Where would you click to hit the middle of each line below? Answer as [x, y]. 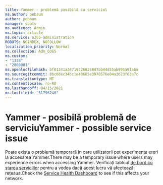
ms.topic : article [24, 33]
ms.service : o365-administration [40, 38]
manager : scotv [21, 24]
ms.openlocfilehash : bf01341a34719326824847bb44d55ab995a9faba [72, 70]
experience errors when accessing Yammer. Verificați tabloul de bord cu [79, 163]
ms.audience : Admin [25, 28]
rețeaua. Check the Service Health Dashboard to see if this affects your [77, 173]
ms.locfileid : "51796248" [32, 93]
